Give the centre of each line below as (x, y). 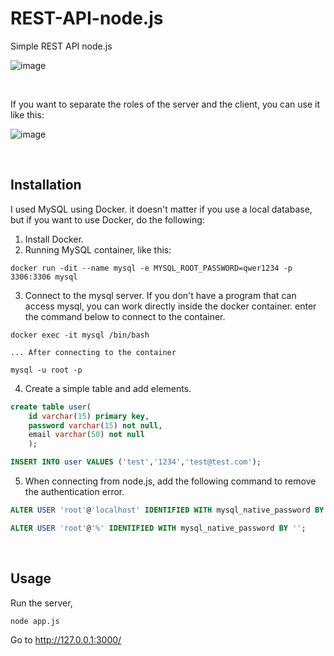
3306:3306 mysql (44, 277)
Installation (46, 185)
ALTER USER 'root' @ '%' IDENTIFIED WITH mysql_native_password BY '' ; (158, 528)
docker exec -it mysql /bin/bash (80, 335)
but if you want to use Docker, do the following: (107, 219)
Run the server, (41, 603)
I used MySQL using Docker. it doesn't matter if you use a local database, (161, 209)
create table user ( (51, 407)
